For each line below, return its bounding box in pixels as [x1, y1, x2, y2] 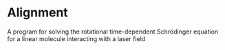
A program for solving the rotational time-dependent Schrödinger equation [7, 27, 219, 36]
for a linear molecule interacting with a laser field [7, 34, 146, 42]
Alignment [7, 5, 69, 21]
